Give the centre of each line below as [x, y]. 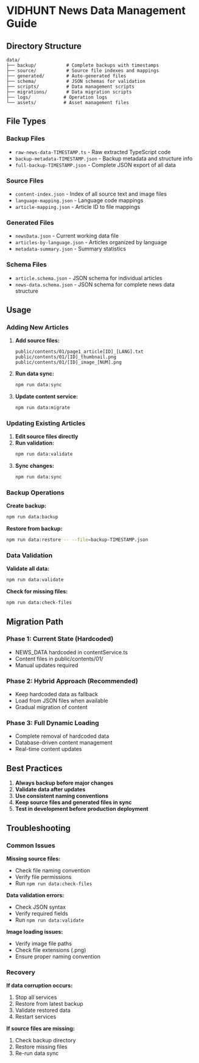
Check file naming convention [52, 870]
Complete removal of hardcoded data [62, 736]
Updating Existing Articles [46, 423]
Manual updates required [47, 665]
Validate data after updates [50, 789]
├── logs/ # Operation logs [57, 97]
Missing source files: [33, 858]
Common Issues [31, 846]
